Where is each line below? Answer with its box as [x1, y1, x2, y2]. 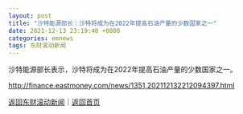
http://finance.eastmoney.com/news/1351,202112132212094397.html [8, 81, 235, 91]
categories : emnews [8, 34, 74, 43]
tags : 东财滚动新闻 [8, 42, 67, 50]
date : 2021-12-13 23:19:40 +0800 [8, 26, 121, 35]
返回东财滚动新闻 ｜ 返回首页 [8, 97, 101, 107]
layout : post [8, 11, 52, 20]
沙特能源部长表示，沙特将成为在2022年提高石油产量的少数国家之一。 [8, 65, 237, 75]
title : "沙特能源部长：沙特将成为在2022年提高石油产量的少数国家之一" [8, 19, 217, 27]
